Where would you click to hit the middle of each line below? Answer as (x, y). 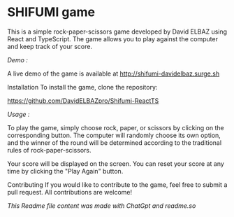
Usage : (19, 114)
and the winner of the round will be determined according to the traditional (115, 142)
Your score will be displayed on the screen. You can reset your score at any (116, 163)
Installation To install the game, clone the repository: (82, 87)
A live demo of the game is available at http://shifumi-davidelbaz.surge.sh (114, 73)
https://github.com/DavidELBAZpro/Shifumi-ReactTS (83, 100)
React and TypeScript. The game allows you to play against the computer (113, 38)
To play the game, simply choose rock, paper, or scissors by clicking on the (116, 127)
